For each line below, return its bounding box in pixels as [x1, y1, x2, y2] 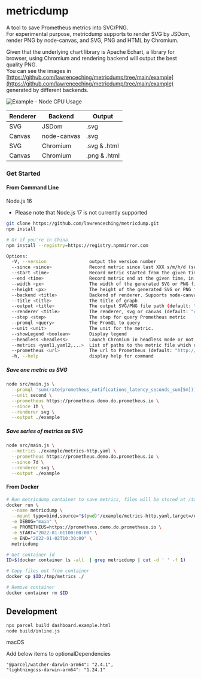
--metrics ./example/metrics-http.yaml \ [11, 448, 117, 454]
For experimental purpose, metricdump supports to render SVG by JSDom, [6, 30, 191, 37]
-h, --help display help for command [11, 353, 154, 359]
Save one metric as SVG [6, 366, 68, 373]
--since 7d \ [11, 459, 44, 465]
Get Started [6, 169, 41, 178]
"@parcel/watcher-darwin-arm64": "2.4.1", [6, 662, 114, 668]
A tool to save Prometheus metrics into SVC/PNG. [6, 24, 129, 31]
